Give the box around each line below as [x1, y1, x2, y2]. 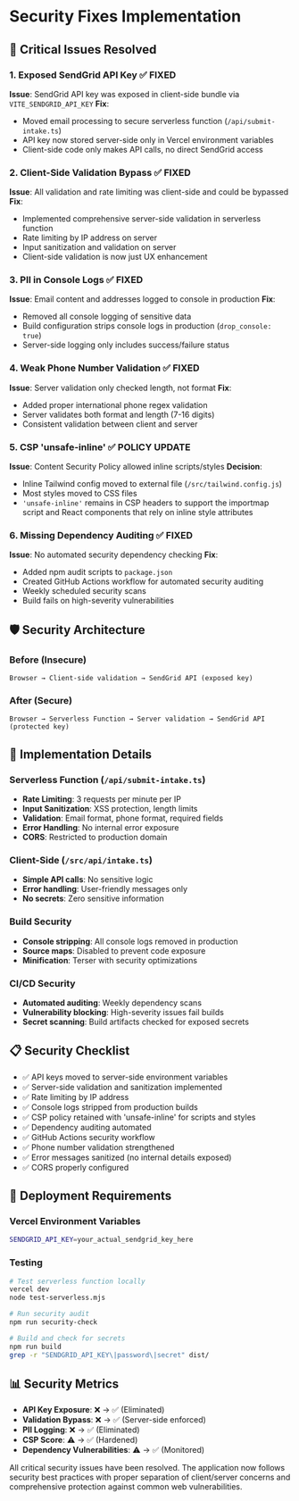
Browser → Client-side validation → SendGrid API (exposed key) [9, 674, 253, 683]
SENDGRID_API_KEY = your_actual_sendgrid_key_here [9, 1235, 194, 1245]
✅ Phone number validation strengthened [21, 1141, 175, 1153]
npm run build [9, 1342, 62, 1351]
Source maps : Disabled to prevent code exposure [21, 945, 206, 956]
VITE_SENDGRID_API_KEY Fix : [9, 98, 110, 109]
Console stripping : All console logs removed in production [21, 936, 238, 946]
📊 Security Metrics [9, 1376, 120, 1391]
